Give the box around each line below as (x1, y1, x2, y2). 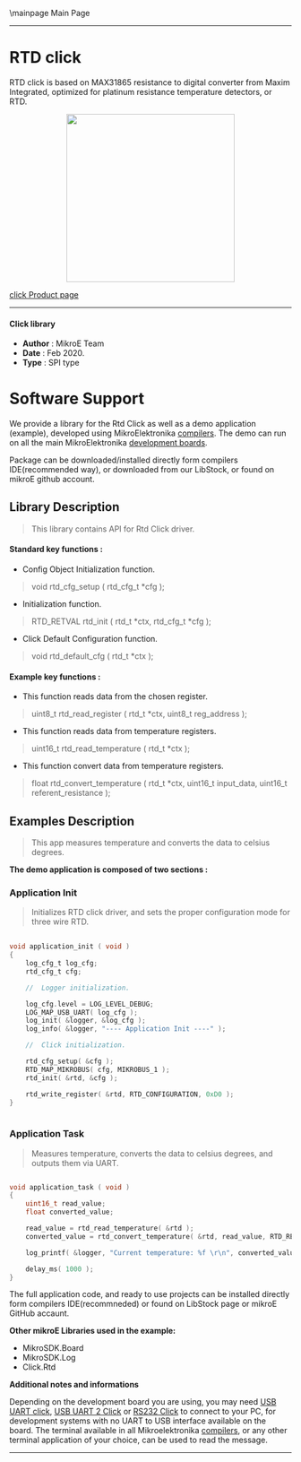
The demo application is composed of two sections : (9, 864, 209, 875)
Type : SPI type (21, 358, 80, 368)
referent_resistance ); (30, 788, 111, 799)
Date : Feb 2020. (21, 348, 85, 359)
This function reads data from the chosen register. (21, 691, 208, 702)
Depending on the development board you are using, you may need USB (9, 1397, 277, 1407)
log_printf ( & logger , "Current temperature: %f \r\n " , (25, 1248, 235, 1258)
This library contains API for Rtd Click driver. (30, 523, 195, 534)
